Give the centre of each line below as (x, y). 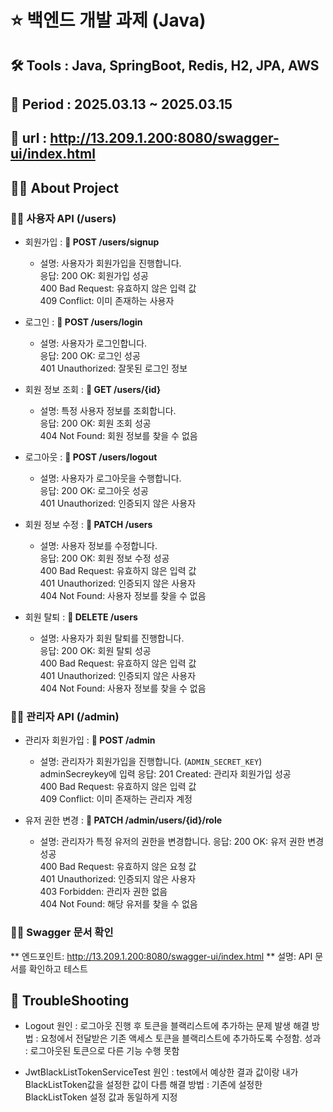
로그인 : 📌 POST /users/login (83, 322)
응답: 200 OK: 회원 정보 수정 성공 (104, 558)
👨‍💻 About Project (64, 187)
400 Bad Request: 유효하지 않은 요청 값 (118, 867)
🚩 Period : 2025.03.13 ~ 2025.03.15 (121, 104)
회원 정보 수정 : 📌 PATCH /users (88, 525)
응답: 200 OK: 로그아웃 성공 (94, 491)
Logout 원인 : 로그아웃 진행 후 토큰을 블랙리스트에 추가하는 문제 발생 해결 (167, 1026)
